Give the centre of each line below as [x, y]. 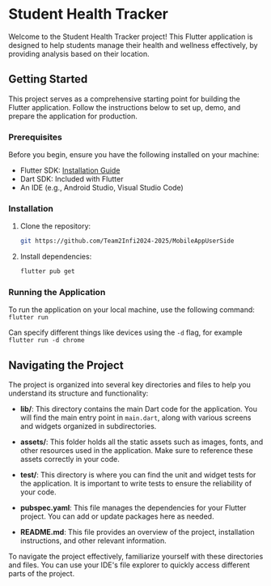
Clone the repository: [55, 226]
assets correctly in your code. [70, 460]
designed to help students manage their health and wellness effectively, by [133, 45]
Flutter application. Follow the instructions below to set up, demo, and [125, 107]
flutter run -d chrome [47, 340]
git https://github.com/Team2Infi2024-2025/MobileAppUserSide [127, 241]
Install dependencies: [56, 257]
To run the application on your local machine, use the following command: [131, 310]
